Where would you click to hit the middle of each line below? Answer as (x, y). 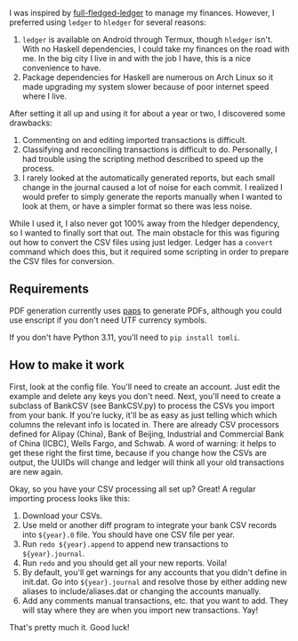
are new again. (36, 471)
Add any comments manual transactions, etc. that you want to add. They (155, 600)
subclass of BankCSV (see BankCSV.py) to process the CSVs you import (142, 405)
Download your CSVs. (62, 516)
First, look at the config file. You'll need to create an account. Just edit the (145, 387)
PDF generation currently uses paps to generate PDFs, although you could (145, 310)
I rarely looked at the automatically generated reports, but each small (149, 178)
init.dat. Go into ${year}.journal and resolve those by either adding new (154, 581)
